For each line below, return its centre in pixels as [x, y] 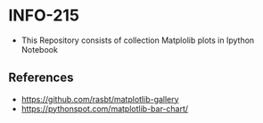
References [41, 78]
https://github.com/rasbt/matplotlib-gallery [100, 99]
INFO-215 [44, 16]
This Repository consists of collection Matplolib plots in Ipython [138, 40]
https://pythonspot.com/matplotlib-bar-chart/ [105, 109]
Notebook [40, 49]
